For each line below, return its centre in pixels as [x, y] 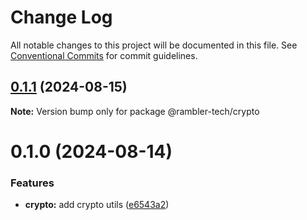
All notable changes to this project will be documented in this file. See [154, 45]
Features [32, 183]
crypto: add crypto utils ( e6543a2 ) [97, 205]
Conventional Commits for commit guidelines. [104, 55]
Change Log [61, 17]
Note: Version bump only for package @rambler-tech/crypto [135, 111]
